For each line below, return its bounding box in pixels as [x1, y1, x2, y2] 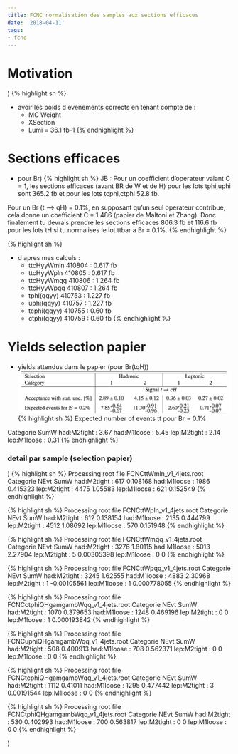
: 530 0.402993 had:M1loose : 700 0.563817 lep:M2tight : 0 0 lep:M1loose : [7, 718, 227, 726]
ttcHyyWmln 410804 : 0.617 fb [28, 261, 117, 270]
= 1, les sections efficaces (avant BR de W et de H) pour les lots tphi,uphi [17, 182, 231, 190]
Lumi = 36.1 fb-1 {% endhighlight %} [28, 125, 134, 135]
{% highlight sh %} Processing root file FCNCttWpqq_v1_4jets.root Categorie [7, 564, 231, 573]
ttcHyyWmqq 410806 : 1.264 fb [28, 277, 120, 285]
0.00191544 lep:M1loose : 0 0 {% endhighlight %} [7, 688, 152, 698]
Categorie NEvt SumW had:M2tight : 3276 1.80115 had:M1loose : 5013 [7, 542, 211, 552]
